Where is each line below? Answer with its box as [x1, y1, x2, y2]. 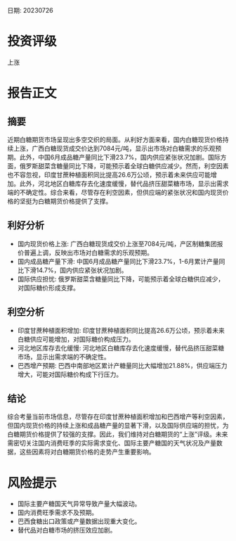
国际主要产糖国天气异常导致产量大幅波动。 [17, 499, 141, 508]
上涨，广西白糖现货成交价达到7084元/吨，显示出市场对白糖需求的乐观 [13, 144, 216, 153]
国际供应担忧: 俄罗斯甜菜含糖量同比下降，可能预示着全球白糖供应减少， [17, 274, 225, 283]
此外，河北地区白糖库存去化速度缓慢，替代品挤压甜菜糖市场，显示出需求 [19, 179, 229, 188]
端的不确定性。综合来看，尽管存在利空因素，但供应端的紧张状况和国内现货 [7, 188, 223, 196]
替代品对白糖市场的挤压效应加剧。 [17, 526, 117, 535]
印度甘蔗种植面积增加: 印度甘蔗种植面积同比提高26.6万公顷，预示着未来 [17, 326, 225, 334]
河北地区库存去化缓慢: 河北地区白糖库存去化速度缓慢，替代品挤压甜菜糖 [17, 343, 225, 352]
